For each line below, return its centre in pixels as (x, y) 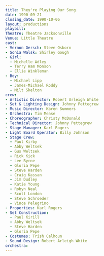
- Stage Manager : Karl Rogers (37, 128)
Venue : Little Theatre (29, 39)
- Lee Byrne (23, 161)
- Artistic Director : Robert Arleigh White (52, 99)
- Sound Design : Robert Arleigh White (46, 241)
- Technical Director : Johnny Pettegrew (49, 123)
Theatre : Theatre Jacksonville (38, 33)
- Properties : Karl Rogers (34, 208)
